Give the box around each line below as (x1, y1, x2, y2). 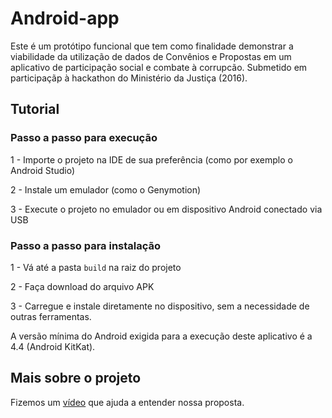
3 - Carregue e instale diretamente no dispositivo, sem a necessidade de (10, 300, 310, 312)
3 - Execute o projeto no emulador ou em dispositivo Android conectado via (10, 203, 323, 215)
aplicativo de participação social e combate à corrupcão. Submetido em (10, 61, 308, 73)
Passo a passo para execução (10, 131, 158, 145)
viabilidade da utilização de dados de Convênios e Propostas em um (10, 50, 292, 62)
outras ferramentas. (10, 310, 92, 322)
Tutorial (10, 101, 60, 118)
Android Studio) (10, 164, 75, 176)
